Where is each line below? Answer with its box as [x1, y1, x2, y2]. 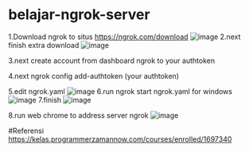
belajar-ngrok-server [8, 6, 150, 24]
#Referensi [8, 126, 45, 135]
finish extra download [8, 40, 80, 49]
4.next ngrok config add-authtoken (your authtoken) [8, 71, 180, 80]
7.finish [38, 95, 62, 104]
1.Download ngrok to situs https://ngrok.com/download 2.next [8, 32, 241, 41]
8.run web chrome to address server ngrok [8, 110, 149, 120]
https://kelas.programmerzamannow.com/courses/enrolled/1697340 [8, 134, 232, 144]
